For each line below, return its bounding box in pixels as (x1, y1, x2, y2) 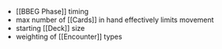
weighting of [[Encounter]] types (15, 32, 122, 41)
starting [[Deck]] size (15, 24, 85, 32)
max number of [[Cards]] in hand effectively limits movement (15, 15, 215, 24)
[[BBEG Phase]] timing (15, 7, 89, 16)
